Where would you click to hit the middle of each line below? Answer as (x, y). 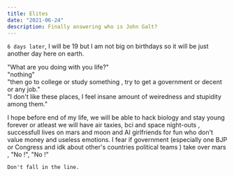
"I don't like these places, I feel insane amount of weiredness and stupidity (114, 97)
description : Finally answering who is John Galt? (82, 26)
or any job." (24, 89)
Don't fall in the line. (43, 168)
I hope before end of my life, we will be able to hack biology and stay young (116, 118)
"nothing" (21, 74)
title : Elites (28, 14)
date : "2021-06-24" (36, 20)
